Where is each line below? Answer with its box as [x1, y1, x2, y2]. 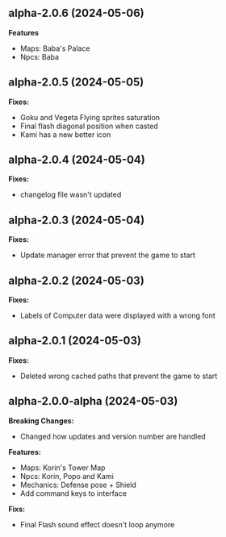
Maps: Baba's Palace [19, 44, 90, 53]
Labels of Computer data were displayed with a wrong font [19, 310, 216, 321]
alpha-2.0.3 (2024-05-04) [8, 213, 145, 227]
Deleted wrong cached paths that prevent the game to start [19, 371, 218, 381]
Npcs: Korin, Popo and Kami [19, 471, 115, 481]
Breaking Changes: [8, 415, 74, 426]
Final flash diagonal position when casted [19, 121, 159, 131]
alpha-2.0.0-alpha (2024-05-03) [8, 394, 178, 408]
